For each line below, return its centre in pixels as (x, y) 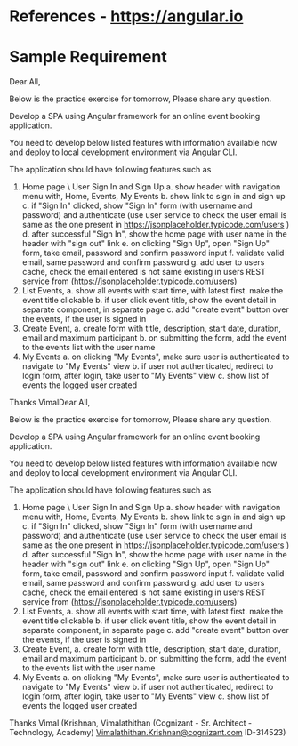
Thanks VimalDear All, (50, 403)
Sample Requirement (88, 57)
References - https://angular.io (126, 16)
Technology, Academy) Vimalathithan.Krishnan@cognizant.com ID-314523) (148, 733)
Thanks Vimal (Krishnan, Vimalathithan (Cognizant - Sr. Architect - (130, 723)
